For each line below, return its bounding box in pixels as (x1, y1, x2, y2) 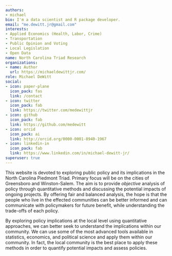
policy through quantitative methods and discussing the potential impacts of (5, 186, 166, 192)
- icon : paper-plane (5, 84, 50, 89)
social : (5, 79, 22, 84)
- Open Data (5, 50, 31, 55)
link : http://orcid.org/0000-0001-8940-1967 (10, 136, 107, 142)
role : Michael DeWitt (5, 74, 52, 80)
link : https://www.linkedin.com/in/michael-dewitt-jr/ (10, 151, 130, 156)
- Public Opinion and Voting (5, 41, 68, 46)
